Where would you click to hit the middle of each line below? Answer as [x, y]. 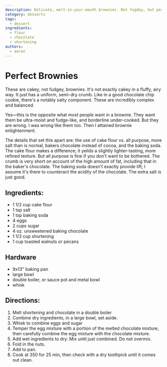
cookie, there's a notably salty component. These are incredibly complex [80, 100]
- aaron [18, 51]
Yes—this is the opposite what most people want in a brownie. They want [80, 115]
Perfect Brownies [42, 76]
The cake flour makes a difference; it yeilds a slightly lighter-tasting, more [81, 151]
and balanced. [20, 105]
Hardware [21, 257]
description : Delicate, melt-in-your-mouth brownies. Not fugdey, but [80, 10]
